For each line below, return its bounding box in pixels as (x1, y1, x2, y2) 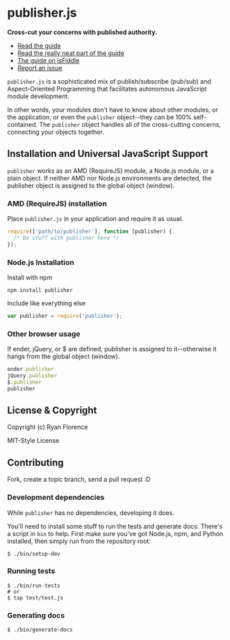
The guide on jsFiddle (17, 56, 80, 64)
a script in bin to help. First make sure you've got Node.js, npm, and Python (7, 529, 224, 538)
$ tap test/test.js (7, 594, 64, 601)
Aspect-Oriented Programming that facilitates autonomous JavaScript (7, 84, 207, 93)
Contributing (7, 457, 64, 468)
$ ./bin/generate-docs (7, 626, 73, 634)
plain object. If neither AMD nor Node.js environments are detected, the (7, 174, 212, 182)
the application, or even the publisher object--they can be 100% (7, 113, 192, 121)
